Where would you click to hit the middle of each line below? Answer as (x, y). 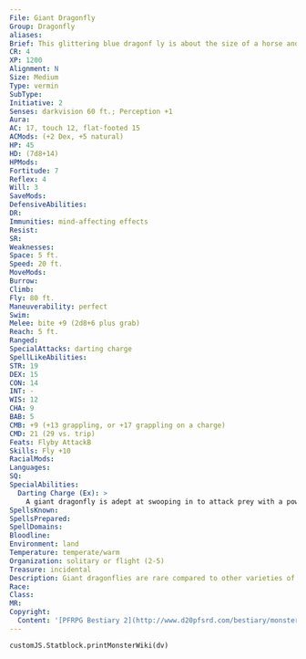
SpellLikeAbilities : (49, 357)
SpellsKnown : (34, 510)
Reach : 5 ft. (34, 332)
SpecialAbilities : (44, 485)
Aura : (20, 120)
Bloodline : (30, 536)
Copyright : (30, 612)
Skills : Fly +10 (40, 451)
